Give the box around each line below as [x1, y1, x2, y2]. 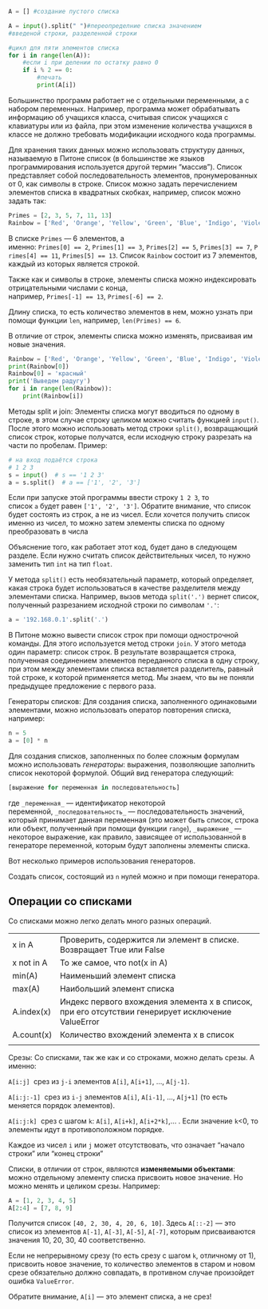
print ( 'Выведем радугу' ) [8, 377, 91, 386]
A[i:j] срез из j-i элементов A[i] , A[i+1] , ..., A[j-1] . [8, 1076, 190, 1086]
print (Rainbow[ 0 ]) [8, 362, 69, 370]
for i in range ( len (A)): [8, 51, 91, 59]
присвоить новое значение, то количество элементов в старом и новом [8, 1259, 255, 1269]
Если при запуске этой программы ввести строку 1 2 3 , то [8, 493, 210, 502]
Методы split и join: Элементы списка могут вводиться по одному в [8, 406, 240, 416]
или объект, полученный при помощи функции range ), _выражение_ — [8, 823, 242, 833]
